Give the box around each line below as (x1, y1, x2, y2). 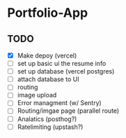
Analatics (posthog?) (17, 114, 77, 123)
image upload (17, 91, 57, 99)
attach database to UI (17, 75, 79, 83)
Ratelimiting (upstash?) (17, 123, 84, 131)
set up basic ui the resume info (17, 60, 107, 68)
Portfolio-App (7, 5, 88, 21)
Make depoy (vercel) (17, 51, 77, 60)
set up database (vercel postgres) (17, 67, 115, 76)
